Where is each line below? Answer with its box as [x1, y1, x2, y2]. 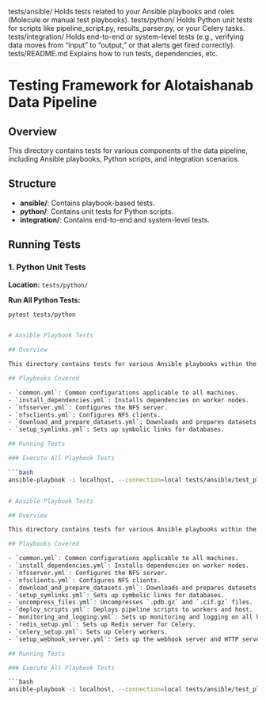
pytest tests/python [8, 310, 77, 318]
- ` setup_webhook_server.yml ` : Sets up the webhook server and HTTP [8, 635, 239, 643]
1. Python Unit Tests [8, 261, 86, 272]
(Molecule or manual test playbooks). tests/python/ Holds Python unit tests [8, 15, 253, 25]
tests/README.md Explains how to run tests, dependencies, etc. [8, 49, 218, 58]
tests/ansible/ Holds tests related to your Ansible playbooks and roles [8, 7, 235, 16]
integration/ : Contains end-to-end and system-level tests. [19, 215, 210, 224]
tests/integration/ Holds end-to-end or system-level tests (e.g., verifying [8, 32, 244, 41]
